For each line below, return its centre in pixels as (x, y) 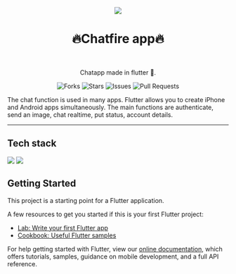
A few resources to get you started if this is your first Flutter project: (105, 214)
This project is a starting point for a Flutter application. (86, 200)
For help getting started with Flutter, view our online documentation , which (115, 249)
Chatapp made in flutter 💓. (118, 72)
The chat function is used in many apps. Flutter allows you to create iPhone (116, 99)
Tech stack (32, 143)
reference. (22, 263)
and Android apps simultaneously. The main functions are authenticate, (111, 107)
